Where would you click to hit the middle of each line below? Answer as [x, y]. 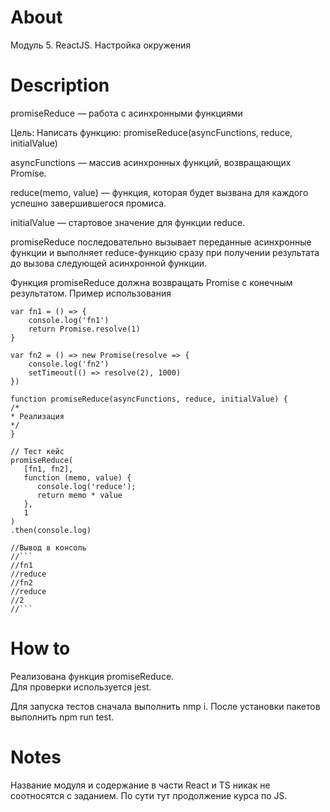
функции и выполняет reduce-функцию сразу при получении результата [165, 252]
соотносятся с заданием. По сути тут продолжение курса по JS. [149, 795]
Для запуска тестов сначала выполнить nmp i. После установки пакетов [165, 706]
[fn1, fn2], [48, 469]
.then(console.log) [51, 530]
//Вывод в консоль [48, 547]
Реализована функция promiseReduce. [92, 676]
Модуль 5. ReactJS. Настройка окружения [101, 45]
